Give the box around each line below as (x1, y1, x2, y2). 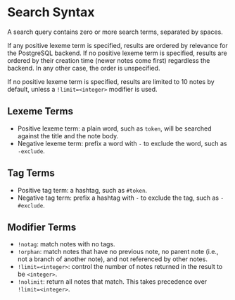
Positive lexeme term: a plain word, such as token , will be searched (17, 124, 212, 133)
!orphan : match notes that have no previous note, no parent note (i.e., (17, 248, 219, 256)
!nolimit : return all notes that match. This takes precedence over (17, 277, 208, 286)
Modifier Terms (7, 221, 77, 233)
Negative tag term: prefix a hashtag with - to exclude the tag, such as (17, 193, 220, 202)
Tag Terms (7, 167, 55, 179)
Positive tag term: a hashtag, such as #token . (17, 186, 148, 194)
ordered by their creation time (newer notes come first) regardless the (7, 56, 210, 64)
